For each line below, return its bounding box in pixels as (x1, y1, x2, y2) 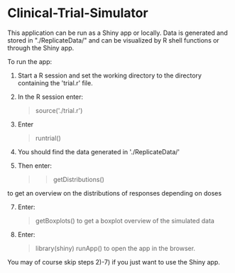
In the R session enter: (17, 92, 84, 101)
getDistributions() (53, 175, 105, 183)
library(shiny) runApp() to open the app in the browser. (35, 244, 196, 252)
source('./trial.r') (35, 106, 83, 114)
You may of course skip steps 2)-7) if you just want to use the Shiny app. (7, 257, 220, 266)
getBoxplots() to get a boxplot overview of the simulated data (35, 216, 215, 225)
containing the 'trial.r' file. (17, 78, 94, 87)
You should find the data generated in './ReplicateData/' (17, 147, 180, 156)
